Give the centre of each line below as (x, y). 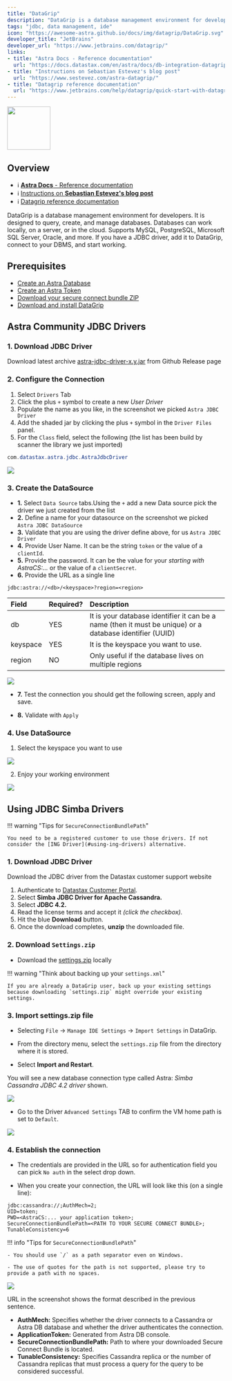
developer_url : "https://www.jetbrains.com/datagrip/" (88, 46)
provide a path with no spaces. (54, 1274)
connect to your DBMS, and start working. (67, 244)
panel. (26, 430)
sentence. (21, 1306)
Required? (66, 604)
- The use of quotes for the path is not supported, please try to (106, 1268)
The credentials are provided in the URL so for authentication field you (117, 1165)
